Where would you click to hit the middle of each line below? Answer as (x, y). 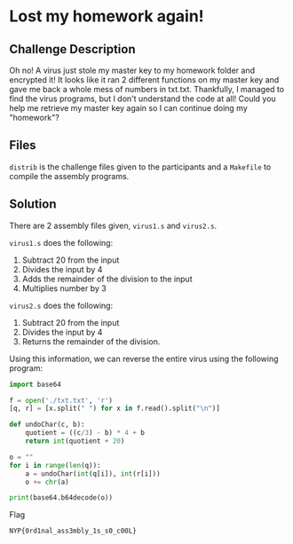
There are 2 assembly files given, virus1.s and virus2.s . (113, 225)
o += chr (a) (47, 482)
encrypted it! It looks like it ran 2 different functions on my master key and (144, 80)
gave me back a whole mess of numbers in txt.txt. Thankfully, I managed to (147, 89)
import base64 (36, 384)
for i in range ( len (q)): (55, 465)
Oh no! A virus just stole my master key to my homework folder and (132, 70)
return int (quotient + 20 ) (75, 441)
